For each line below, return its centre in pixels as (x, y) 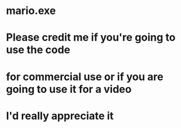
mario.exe (31, 11)
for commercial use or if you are (85, 77)
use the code (38, 50)
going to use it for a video (69, 89)
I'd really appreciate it (60, 116)
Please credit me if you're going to (91, 38)
